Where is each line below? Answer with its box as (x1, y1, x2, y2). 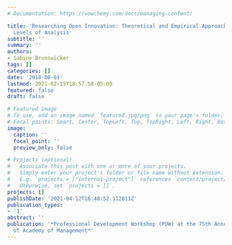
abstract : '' (7, 215, 45, 222)
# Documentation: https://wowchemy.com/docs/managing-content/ (7, 10, 193, 17)
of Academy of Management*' (13, 227, 95, 234)
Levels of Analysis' (13, 29, 72, 36)
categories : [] (7, 67, 51, 75)
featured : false (7, 87, 54, 94)
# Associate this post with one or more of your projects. (7, 163, 187, 170)
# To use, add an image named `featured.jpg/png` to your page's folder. (7, 112, 224, 119)
